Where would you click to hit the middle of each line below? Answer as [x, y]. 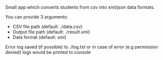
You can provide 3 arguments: [37, 17]
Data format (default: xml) [39, 37]
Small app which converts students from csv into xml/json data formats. [80, 7]
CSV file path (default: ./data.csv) [47, 26]
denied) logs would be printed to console [48, 52]
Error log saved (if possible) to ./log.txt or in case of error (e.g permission [82, 47]
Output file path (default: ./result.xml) [51, 32]
